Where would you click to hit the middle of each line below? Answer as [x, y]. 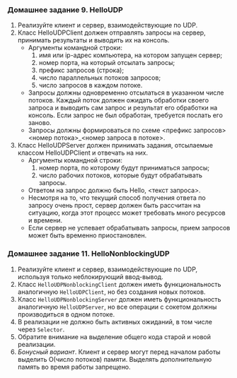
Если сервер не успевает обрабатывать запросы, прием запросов [129, 228]
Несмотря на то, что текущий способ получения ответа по [117, 198]
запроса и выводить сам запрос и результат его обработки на [123, 108]
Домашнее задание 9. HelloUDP [65, 10]
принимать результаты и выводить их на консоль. [93, 40]
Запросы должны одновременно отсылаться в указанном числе [126, 93]
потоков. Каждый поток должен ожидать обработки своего [118, 100]
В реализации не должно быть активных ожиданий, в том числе [115, 321]
